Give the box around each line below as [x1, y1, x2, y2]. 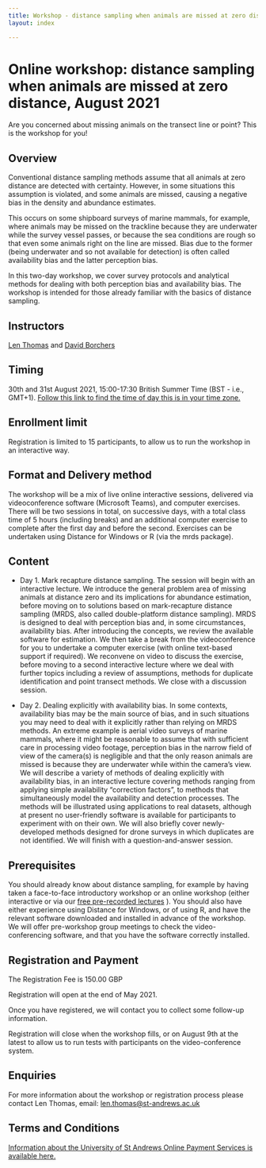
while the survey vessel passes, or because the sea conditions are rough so [8, 230, 256, 240]
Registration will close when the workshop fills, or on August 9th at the [8, 1029, 239, 1039]
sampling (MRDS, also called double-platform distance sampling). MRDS [19, 609, 256, 619]
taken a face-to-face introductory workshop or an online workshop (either [8, 889, 250, 898]
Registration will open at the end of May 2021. [8, 989, 158, 999]
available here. [8, 1151, 56, 1160]
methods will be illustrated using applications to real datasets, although [19, 802, 252, 811]
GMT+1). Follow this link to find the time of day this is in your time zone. [8, 392, 241, 402]
